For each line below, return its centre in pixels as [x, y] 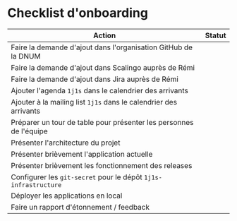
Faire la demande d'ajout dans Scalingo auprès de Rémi [103, 67]
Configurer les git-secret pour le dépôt [77, 177]
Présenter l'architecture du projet [66, 143]
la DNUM [26, 56]
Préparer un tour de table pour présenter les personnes [102, 122]
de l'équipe [29, 131]
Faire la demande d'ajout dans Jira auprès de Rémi [95, 79]
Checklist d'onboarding [78, 13]
